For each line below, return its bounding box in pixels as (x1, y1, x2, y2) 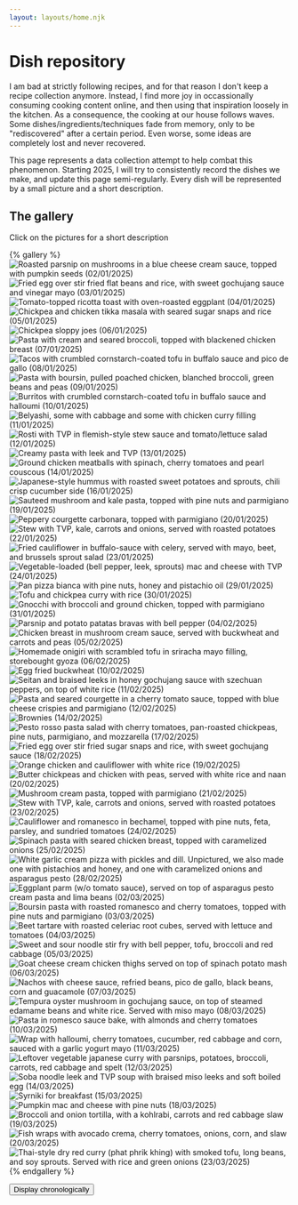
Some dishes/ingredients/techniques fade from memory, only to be (9, 118, 255, 129)
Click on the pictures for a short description (9, 232, 169, 243)
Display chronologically (13, 1185, 90, 1194)
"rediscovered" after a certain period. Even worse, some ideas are (9, 128, 252, 139)
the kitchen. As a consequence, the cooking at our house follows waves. (9, 108, 276, 120)
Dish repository (9, 51, 126, 71)
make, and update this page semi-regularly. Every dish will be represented (9, 173, 282, 184)
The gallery (9, 208, 74, 223)
